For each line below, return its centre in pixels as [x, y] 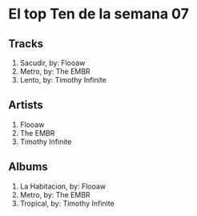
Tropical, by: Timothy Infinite [67, 203]
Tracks [26, 44]
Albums [28, 167]
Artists [26, 105]
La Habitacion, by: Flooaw [63, 186]
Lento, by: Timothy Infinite [63, 80]
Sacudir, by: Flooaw [52, 63]
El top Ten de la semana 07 [99, 14]
